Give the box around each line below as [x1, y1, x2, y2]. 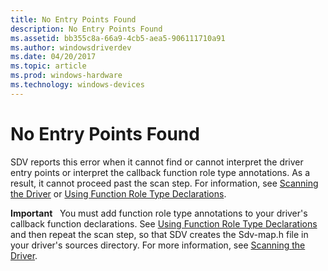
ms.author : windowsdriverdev [10, 42, 132, 53]
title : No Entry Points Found [10, 14, 137, 25]
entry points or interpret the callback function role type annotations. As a [10, 166, 311, 178]
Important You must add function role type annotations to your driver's [10, 207, 308, 219]
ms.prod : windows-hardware [10, 71, 123, 81]
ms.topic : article [10, 61, 87, 71]
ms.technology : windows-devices [10, 80, 145, 90]
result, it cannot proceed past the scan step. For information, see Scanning [10, 177, 319, 189]
